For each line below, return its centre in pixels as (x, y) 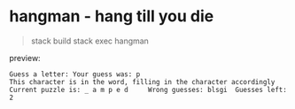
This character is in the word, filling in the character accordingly (142, 82)
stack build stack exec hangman (89, 41)
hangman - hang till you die (112, 16)
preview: (25, 58)
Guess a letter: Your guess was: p (75, 74)
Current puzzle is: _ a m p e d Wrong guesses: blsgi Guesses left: (148, 90)
